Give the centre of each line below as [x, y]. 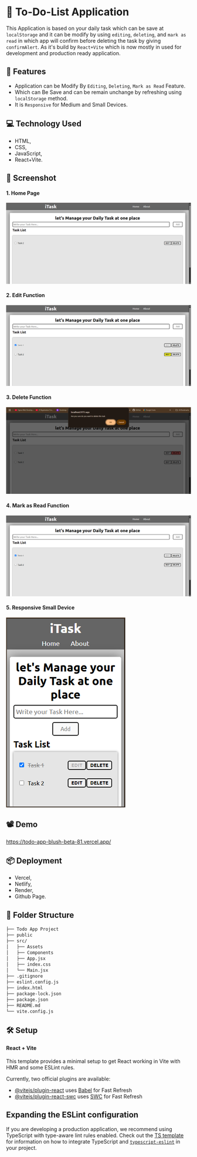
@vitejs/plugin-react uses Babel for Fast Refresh [73, 1090]
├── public [19, 935]
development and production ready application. [63, 53]
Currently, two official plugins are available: [58, 1079]
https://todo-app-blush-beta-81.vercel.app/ [59, 842]
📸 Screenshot [31, 178]
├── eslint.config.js [33, 982]
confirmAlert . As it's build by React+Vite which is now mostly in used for [94, 47]
